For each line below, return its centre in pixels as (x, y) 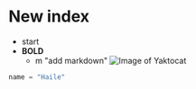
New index (49, 17)
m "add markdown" (71, 60)
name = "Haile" (37, 77)
